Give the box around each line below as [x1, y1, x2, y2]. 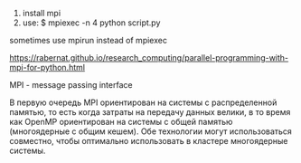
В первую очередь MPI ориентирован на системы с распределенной [9, 97, 277, 108]
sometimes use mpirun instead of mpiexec [9, 35, 167, 45]
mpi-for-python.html [9, 62, 86, 72]
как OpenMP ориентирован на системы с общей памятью [9, 117, 233, 127]
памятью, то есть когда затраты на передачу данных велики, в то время [9, 107, 291, 117]
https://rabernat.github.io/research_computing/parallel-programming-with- [9, 53, 289, 62]
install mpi [22, 8, 61, 18]
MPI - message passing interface [9, 80, 133, 90]
